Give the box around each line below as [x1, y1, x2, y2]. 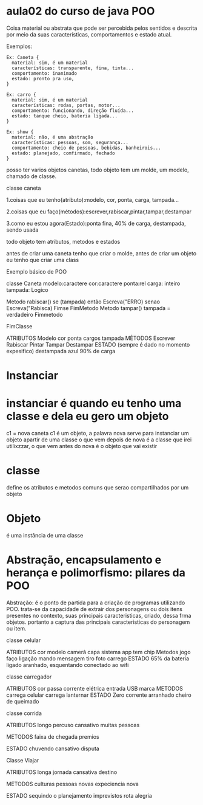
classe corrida [6, 710, 42, 717]
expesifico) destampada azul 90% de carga [6, 347, 116, 354]
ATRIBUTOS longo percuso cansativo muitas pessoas [6, 721, 140, 728]
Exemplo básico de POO [6, 268, 67, 275]
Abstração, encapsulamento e [6, 553, 162, 567]
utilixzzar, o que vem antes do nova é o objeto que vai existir [6, 443, 158, 450]
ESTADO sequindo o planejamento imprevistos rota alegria [6, 792, 153, 799]
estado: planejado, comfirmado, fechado [12, 150, 115, 156]
